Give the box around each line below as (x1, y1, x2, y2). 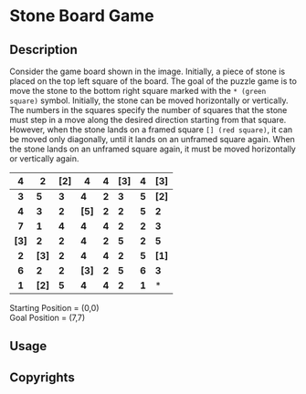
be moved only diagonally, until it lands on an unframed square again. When (9, 134, 295, 144)
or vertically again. (9, 153, 79, 164)
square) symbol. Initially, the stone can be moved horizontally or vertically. (9, 95, 290, 106)
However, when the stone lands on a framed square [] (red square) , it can (9, 124, 293, 135)
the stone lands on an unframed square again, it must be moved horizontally (9, 143, 297, 154)
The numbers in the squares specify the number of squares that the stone (9, 105, 288, 115)
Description (9, 42, 78, 57)
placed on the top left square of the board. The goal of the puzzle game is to (9, 76, 297, 87)
